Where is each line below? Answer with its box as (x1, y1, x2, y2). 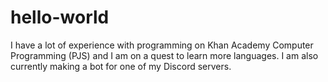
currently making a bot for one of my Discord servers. (10, 60, 232, 72)
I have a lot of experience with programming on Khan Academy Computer (10, 39, 314, 51)
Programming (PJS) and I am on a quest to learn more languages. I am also (10, 49, 319, 61)
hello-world (10, 6, 110, 29)
